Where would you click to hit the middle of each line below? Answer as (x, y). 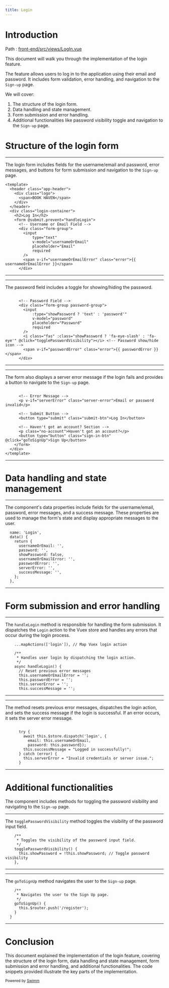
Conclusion (30, 942)
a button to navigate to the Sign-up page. (48, 382)
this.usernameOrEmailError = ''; (54, 676)
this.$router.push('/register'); (54, 908)
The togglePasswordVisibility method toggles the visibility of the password (84, 821)
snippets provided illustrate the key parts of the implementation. (71, 972)
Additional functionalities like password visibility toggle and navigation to (88, 120)
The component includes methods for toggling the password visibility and (81, 801)
